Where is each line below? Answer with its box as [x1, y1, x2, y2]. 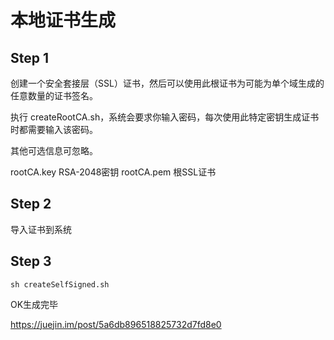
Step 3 [10, 253, 52, 270]
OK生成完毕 [10, 298, 59, 310]
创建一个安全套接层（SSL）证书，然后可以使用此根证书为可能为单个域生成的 [10, 77, 325, 89]
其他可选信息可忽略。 [10, 145, 98, 156]
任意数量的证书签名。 [10, 90, 98, 101]
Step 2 [10, 196, 52, 213]
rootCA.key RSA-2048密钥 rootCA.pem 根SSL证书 [10, 166, 217, 178]
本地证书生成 [10, 9, 117, 32]
